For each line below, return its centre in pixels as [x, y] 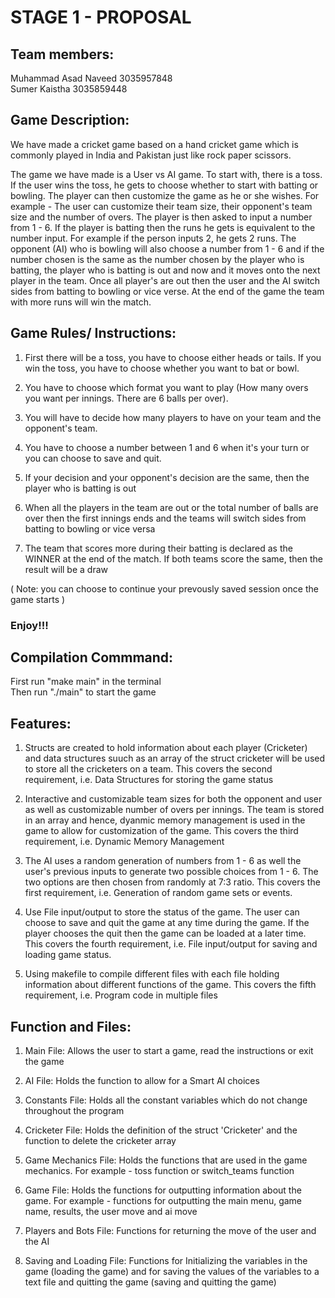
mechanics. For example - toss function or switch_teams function [159, 1170]
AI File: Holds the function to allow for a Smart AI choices [142, 1080]
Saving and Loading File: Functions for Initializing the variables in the [166, 1260]
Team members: [62, 54]
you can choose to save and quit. [93, 458]
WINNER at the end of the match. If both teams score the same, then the [173, 558]
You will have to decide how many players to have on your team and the [173, 417]
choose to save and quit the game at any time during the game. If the [167, 923]
